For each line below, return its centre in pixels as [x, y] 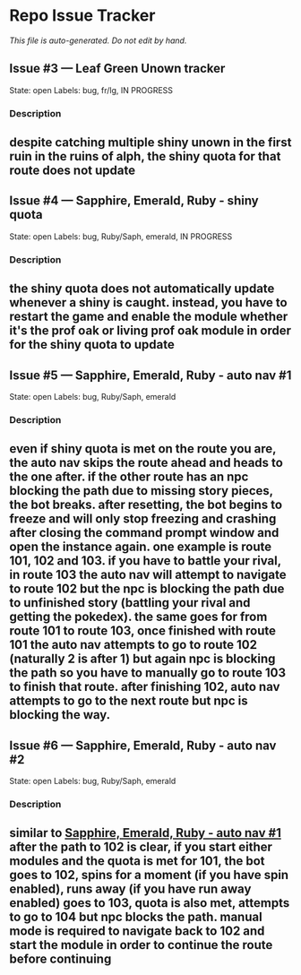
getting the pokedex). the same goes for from [138, 617]
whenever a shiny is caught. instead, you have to [149, 302]
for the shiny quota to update [92, 345]
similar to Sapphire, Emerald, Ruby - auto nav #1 [146, 833]
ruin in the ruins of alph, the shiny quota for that [145, 156]
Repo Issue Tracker [82, 16]
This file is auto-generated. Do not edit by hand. [98, 40]
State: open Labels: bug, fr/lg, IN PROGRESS [91, 90]
